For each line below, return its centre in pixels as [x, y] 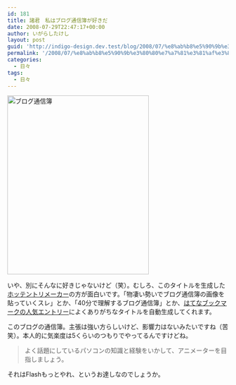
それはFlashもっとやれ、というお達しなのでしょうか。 [86, 374]
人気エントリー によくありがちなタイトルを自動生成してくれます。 [120, 312]
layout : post [26, 40]
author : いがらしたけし [38, 33]
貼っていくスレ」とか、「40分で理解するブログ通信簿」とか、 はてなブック [114, 303]
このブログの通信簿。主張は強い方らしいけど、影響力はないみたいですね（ [115, 327]
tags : [15, 73]
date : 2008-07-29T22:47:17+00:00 [56, 27]
